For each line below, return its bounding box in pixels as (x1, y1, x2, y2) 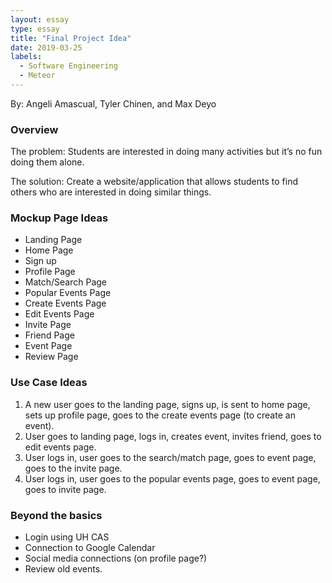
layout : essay (10, 14, 70, 25)
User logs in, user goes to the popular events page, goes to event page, (24, 472, 321, 485)
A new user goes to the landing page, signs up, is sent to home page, (24, 398, 311, 410)
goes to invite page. (24, 483, 107, 495)
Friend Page (24, 329, 75, 341)
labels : (10, 52, 43, 62)
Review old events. (24, 563, 103, 575)
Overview (10, 122, 59, 136)
